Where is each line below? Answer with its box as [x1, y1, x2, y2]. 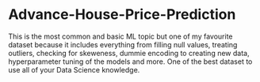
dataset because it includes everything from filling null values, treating [8, 39, 238, 49]
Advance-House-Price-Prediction [8, 6, 236, 24]
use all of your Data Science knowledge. [8, 65, 140, 74]
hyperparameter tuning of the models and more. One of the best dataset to [8, 57, 253, 66]
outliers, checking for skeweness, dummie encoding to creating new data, [8, 48, 250, 58]
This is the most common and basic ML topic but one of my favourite [8, 32, 233, 41]
